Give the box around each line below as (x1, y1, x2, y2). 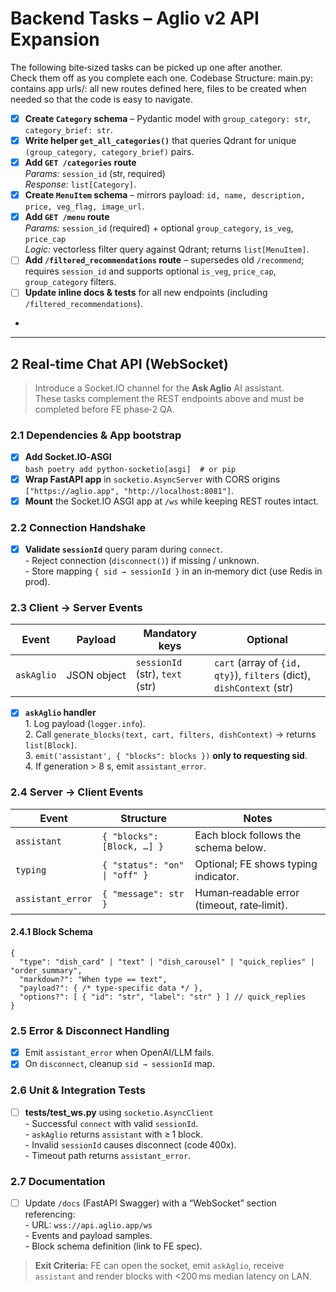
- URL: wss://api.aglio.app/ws (24, 1219, 153, 1231)
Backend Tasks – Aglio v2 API (10, 7, 260, 30)
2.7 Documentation (10, 1174, 106, 1188)
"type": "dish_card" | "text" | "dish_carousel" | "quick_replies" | (19, 957, 315, 967)
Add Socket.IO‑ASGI (24, 451, 112, 463)
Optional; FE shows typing (194, 857, 318, 871)
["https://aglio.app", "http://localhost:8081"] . (24, 484, 235, 496)
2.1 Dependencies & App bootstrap (10, 428, 182, 442)
